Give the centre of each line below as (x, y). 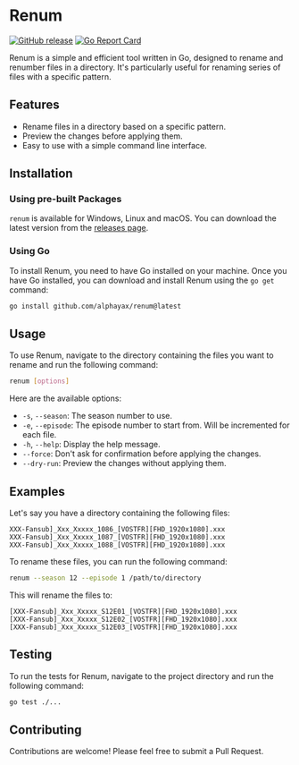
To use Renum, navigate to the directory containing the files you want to (141, 355)
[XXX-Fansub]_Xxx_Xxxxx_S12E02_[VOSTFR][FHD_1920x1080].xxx (124, 619)
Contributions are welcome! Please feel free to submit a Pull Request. (137, 752)
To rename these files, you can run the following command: (118, 562)
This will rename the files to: (61, 595)
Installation (41, 174)
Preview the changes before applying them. (102, 136)
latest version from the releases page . (79, 228)
